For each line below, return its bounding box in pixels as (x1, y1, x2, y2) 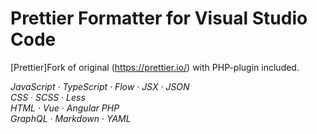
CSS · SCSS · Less (10, 91, 86, 103)
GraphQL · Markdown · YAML (10, 112, 132, 124)
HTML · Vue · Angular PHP (10, 102, 120, 114)
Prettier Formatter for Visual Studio (10, 7, 308, 30)
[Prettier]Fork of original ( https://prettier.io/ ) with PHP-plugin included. (10, 61, 300, 73)
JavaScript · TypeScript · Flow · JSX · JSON (10, 80, 190, 92)
